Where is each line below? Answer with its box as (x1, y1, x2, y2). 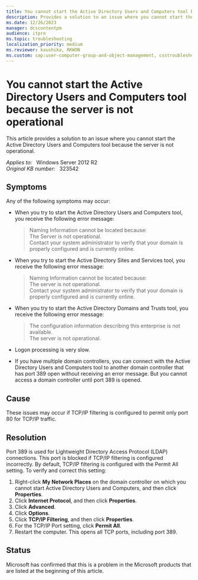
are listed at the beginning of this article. (6, 567, 104, 574)
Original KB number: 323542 (6, 165, 79, 172)
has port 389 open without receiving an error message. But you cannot (14, 370, 187, 377)
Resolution (6, 432, 47, 442)
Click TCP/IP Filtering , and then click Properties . (14, 516, 134, 523)
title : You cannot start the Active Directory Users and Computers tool (6, 8, 189, 15)
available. (29, 329, 53, 336)
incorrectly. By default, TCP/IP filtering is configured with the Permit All (6, 460, 179, 468)
